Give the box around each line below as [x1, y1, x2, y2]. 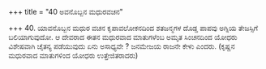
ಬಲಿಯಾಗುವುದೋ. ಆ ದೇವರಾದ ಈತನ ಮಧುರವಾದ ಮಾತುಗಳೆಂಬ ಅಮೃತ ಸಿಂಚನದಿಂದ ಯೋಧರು [8, 32, 238, 41]
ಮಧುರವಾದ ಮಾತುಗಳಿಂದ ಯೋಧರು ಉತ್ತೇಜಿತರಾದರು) [8, 50, 139, 60]
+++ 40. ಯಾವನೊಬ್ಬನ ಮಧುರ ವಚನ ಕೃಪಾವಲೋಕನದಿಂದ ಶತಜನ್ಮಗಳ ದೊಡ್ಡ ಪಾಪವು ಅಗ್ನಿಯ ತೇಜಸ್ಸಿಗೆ [8, 24, 258, 32]
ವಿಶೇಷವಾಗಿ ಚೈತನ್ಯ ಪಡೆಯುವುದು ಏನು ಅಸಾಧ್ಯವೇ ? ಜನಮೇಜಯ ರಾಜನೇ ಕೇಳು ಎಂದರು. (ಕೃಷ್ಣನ [8, 41, 235, 51]
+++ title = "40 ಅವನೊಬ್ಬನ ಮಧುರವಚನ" [8, 7, 123, 16]
